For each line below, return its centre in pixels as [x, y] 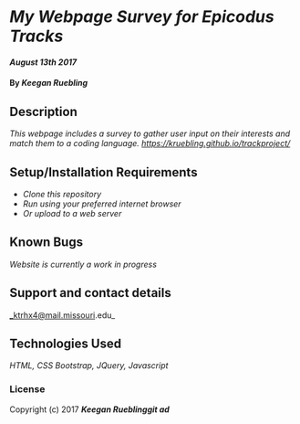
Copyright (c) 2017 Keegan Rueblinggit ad [90, 409]
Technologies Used [65, 344]
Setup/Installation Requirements [103, 172]
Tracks [36, 36]
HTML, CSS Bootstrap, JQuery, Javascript [89, 366]
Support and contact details [90, 293]
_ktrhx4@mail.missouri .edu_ [62, 315]
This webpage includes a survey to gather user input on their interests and [150, 133]
